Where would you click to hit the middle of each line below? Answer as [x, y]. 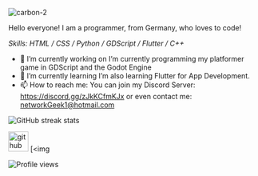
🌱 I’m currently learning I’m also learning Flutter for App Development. [135, 76]
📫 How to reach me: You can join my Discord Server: [107, 85]
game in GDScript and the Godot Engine [85, 67]
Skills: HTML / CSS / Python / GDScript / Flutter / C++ [97, 43]
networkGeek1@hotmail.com [67, 105]
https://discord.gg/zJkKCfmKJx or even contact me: [106, 96]
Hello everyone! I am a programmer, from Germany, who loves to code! [125, 28]
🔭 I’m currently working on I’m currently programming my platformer [132, 59]
